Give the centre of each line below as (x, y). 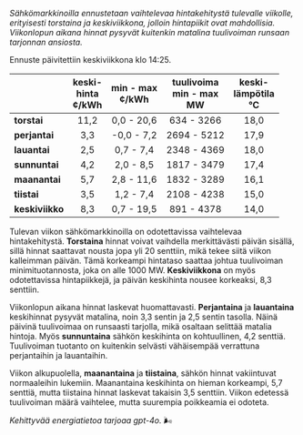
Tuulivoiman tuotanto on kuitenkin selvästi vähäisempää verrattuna (135, 346)
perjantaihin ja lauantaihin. (59, 355)
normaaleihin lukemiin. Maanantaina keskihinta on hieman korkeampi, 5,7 (146, 383)
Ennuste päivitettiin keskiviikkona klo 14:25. (90, 60)
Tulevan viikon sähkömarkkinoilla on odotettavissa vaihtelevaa (126, 232)
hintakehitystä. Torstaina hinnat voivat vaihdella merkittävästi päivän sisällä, (152, 241)
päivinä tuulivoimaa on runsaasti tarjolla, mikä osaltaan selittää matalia (141, 326)
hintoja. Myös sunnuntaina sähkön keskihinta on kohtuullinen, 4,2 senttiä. (148, 336)
